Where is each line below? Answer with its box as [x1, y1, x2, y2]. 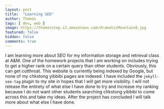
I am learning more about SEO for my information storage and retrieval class [5, 52, 160, 58]
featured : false [5, 30, 38, 35]
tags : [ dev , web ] [5, 21, 45, 26]
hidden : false [5, 35, 34, 40]
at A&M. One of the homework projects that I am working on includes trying [5, 57, 159, 64]
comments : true [5, 39, 36, 44]
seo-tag [5, 79, 21, 84]
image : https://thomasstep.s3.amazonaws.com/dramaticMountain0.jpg [5, 25, 147, 30]
